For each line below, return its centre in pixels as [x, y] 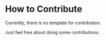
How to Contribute [44, 9]
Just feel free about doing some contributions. [53, 32]
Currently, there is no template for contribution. [53, 23]
